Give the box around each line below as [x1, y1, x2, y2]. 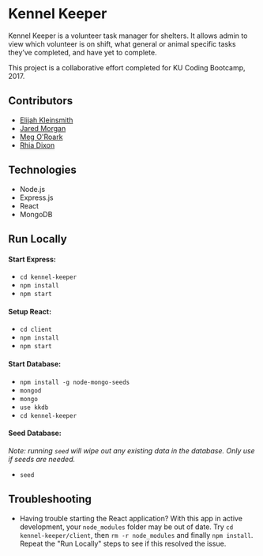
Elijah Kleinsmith [19, 115, 73, 125]
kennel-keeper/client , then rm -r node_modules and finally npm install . [19, 530, 254, 539]
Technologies [8, 163, 77, 177]
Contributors [8, 94, 73, 107]
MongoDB [19, 209, 53, 219]
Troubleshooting [8, 493, 92, 506]
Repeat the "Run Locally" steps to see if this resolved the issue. [19, 539, 227, 548]
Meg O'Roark [19, 132, 63, 141]
